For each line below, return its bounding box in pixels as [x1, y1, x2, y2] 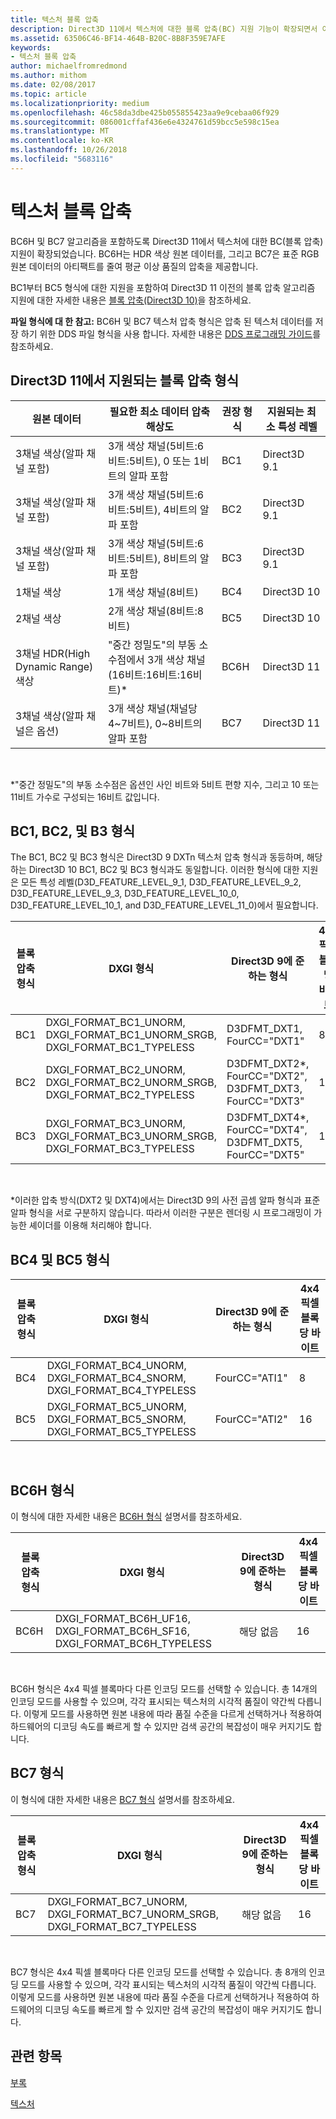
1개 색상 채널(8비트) [107, 585, 199, 599]
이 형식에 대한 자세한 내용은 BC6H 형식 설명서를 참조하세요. [10, 1510, 243, 1522]
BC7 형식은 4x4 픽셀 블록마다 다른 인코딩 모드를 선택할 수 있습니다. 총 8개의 [10, 1966, 307, 1978]
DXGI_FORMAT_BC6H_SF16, [54, 1624, 191, 1638]
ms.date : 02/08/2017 [10, 80, 97, 90]
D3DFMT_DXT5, [226, 1136, 303, 1150]
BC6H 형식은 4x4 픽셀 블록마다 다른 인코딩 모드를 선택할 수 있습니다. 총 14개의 [10, 1682, 318, 1695]
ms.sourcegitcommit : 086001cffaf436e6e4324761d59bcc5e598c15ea [10, 117, 280, 127]
